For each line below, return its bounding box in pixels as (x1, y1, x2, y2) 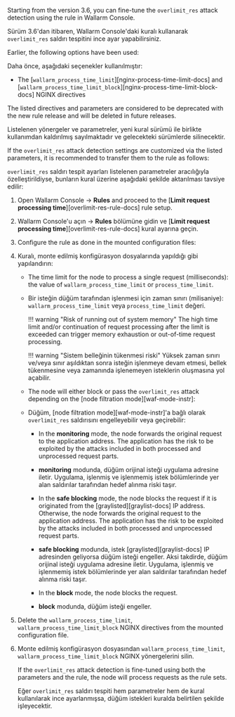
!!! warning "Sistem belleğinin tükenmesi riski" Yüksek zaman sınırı (27, 351, 220, 360)
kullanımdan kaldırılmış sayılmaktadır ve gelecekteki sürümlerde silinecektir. (7, 133, 226, 141)
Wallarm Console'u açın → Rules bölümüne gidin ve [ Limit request (17, 217, 210, 225)
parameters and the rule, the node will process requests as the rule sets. (17, 673, 227, 681)
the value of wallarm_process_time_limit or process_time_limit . (27, 281, 214, 288)
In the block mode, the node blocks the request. (38, 589, 178, 597)
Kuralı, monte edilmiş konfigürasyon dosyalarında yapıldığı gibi (17, 252, 199, 260)
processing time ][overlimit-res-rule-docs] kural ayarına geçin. (17, 224, 199, 233)
